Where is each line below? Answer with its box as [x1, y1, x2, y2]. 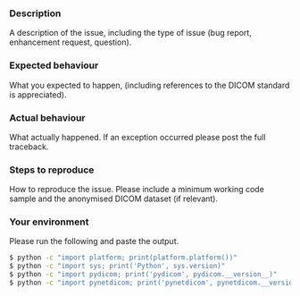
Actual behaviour [9, 111, 87, 123]
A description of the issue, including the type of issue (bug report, [9, 28, 252, 38]
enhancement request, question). [9, 37, 132, 47]
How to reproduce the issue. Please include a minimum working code [9, 184, 265, 195]
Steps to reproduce [9, 164, 95, 176]
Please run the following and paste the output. [9, 236, 179, 247]
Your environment [9, 216, 89, 228]
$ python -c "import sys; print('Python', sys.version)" [9, 262, 226, 271]
